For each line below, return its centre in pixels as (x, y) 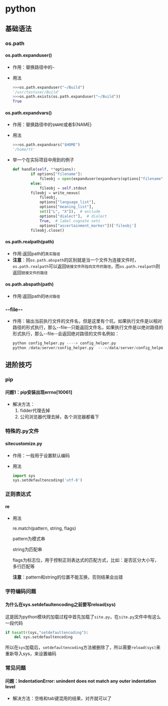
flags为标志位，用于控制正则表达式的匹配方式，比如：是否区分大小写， (86, 560)
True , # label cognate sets (70, 221)
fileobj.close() (48, 230)
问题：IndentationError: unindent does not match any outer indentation (81, 681)
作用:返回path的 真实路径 (36, 253)
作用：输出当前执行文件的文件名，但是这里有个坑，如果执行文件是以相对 (87, 321)
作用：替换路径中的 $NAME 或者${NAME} (52, 124)
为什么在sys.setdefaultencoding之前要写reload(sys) (61, 604)
